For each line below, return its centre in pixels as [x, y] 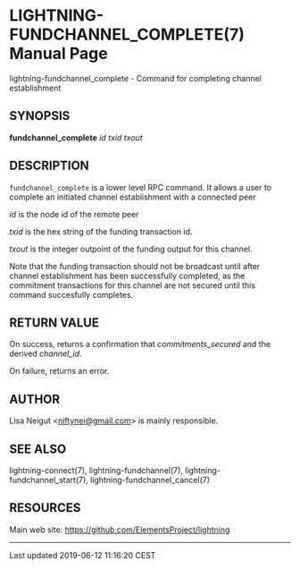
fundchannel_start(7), [49, 480]
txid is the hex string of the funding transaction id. [101, 231]
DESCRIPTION [49, 166]
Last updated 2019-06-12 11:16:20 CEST [83, 555]
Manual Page [59, 54]
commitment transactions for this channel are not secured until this [133, 285]
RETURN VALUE [54, 323]
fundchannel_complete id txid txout [76, 137]
